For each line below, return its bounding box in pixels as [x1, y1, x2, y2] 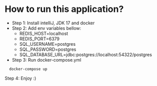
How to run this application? [4, 3, 124, 15]
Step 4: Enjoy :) [4, 75, 36, 81]
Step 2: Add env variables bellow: [11, 25, 81, 31]
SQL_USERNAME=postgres [19, 41, 76, 47]
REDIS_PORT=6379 [19, 36, 60, 42]
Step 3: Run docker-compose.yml [11, 57, 81, 63]
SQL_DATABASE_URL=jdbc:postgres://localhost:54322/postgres [19, 51, 152, 58]
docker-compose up [9, 66, 48, 72]
